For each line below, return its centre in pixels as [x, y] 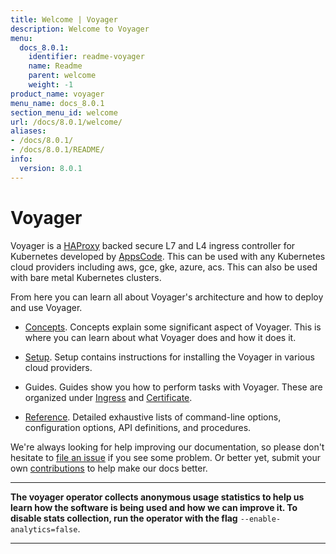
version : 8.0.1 [51, 168]
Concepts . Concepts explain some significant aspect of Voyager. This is [173, 327]
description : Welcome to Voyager [80, 29]
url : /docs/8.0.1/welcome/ [66, 122]
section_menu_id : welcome [64, 112]
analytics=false [44, 529]
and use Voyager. [46, 307]
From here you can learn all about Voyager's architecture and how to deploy [167, 297]
